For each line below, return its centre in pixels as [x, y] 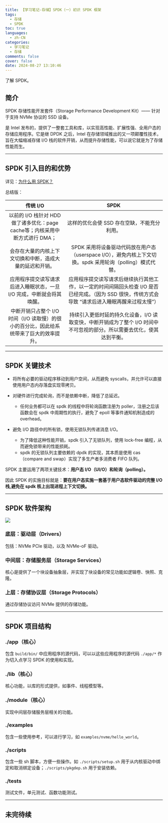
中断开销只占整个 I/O [35, 311]
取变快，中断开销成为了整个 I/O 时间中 [114, 322]
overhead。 [32, 419]
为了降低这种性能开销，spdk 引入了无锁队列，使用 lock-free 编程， [89, 440]
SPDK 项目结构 [28, 626]
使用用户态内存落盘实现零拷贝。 [45, 385]
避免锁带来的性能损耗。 [48, 446]
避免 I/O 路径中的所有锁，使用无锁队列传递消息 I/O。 [66, 429]
